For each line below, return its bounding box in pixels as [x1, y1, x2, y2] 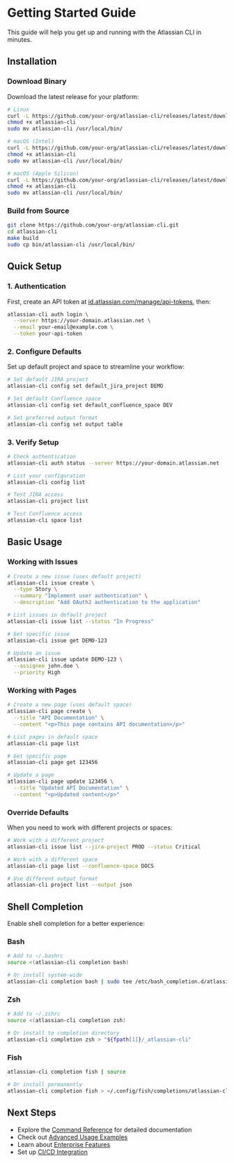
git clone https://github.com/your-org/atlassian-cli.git [7, 222, 179, 229]
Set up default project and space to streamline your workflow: [7, 363, 185, 371]
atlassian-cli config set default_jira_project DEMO [7, 382, 164, 390]
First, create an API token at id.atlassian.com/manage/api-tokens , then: [7, 297, 211, 306]
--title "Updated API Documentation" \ [13, 785, 130, 792]
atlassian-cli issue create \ [7, 579, 95, 587]
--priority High [13, 669, 61, 676]
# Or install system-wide [7, 972, 82, 979]
